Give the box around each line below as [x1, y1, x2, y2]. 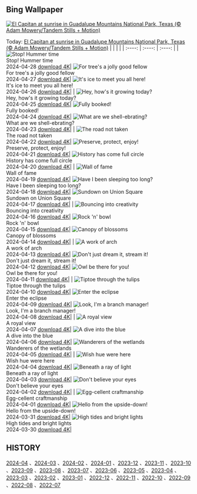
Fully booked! [6, 107, 39, 114]
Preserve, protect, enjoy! [6, 144, 66, 151]
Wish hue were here [6, 357, 55, 364]
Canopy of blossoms [6, 232, 56, 239]
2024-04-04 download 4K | [6, 363, 72, 370]
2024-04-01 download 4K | [6, 400, 71, 408]
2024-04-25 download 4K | [6, 100, 72, 108]
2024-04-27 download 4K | [6, 75, 72, 82]
